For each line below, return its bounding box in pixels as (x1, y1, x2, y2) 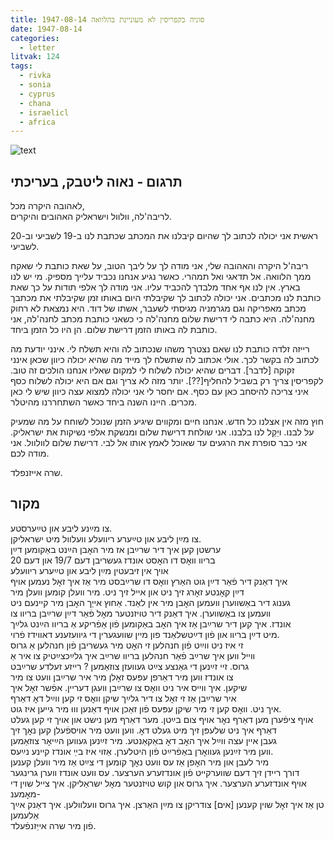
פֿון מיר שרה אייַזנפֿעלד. (10, 819, 97, 831)
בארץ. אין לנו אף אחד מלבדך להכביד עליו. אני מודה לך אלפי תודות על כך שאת (10, 281, 301, 293)
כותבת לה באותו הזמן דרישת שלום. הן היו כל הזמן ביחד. (10, 324, 218, 336)
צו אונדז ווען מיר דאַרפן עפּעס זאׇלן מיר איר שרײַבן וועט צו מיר (10, 671, 234, 683)
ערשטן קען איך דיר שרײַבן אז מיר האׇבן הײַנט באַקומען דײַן (10, 543, 222, 555)
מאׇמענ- (10, 787, 41, 800)
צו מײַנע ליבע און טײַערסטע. (10, 522, 113, 534)
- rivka (19, 71, 52, 81)
